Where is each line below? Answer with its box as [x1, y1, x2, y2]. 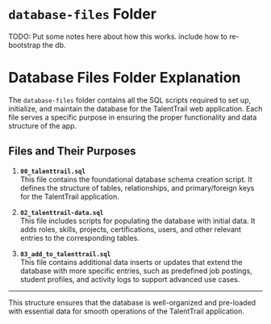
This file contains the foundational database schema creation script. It [19, 175, 252, 184]
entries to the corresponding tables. [19, 233, 140, 242]
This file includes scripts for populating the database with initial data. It [19, 216, 256, 225]
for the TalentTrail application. [19, 191, 119, 201]
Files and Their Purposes [8, 145, 136, 158]
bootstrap [8, 40, 41, 49]
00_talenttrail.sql [19, 167, 86, 175]
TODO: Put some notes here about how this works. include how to [8, 32, 227, 41]
